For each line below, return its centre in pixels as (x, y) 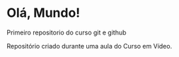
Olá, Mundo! (44, 13)
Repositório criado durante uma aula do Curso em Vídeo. (89, 46)
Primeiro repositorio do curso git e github (67, 32)
